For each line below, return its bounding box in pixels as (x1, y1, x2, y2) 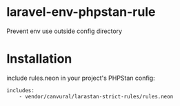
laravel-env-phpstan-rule (6, 4, 156, 20)
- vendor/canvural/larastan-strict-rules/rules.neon (19, 93, 174, 100)
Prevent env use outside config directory (6, 27, 122, 35)
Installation (6, 51, 72, 67)
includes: (6, 87, 35, 94)
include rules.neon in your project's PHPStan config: (6, 74, 156, 82)
